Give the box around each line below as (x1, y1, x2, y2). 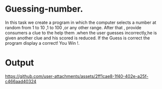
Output (5, 57, 34, 69)
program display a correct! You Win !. (5, 40, 80, 46)
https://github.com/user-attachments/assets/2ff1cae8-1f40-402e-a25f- (5, 73, 148, 79)
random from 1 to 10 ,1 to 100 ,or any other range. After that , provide (5, 24, 142, 30)
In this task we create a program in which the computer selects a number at (5, 19, 157, 25)
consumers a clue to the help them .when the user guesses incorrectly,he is (5, 30, 157, 36)
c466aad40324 (5, 78, 36, 84)
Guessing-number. (5, 3, 84, 15)
